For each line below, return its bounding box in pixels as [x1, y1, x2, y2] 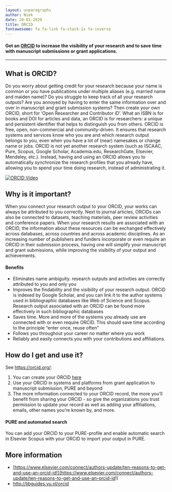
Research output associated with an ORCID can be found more [12, 303, 145, 309]
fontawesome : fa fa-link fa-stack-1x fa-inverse [5, 27, 111, 32]
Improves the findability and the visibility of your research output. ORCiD [12, 286, 166, 293]
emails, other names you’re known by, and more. [12, 407, 116, 413]
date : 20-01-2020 [5, 17, 42, 22]
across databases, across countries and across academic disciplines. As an [5, 230, 165, 236]
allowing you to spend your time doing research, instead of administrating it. [5, 165, 166, 171]
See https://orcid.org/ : [5, 364, 52, 370]
